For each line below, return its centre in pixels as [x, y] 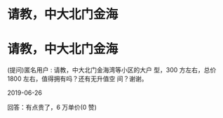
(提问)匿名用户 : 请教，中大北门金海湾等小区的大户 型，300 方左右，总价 [112, 70]
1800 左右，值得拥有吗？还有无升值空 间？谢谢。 [77, 79]
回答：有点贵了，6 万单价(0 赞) [52, 107]
